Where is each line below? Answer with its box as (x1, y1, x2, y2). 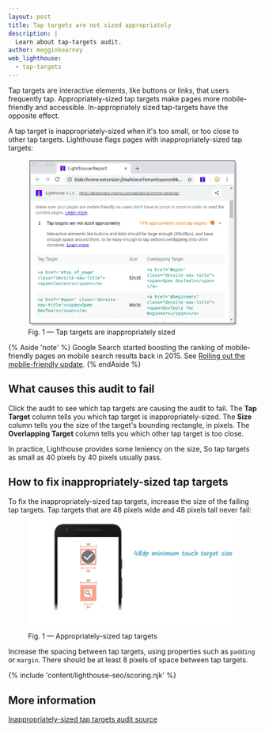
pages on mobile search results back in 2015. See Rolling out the (35, 351, 246, 360)
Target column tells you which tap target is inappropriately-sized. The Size (8, 412, 252, 421)
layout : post (8, 13, 51, 21)
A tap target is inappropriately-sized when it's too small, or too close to (8, 126, 240, 135)
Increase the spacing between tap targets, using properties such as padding (8, 646, 256, 657)
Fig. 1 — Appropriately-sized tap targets (28, 631, 158, 641)
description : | (8, 29, 59, 37)
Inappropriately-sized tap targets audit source (8, 715, 158, 724)
